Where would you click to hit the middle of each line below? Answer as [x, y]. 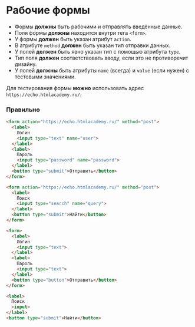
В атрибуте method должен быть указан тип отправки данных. [92, 45]
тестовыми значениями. [45, 77]
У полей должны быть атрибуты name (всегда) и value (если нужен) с [102, 70]
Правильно [23, 110]
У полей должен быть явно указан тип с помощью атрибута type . [97, 51]
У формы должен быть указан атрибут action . [73, 39]
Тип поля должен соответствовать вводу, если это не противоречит [101, 58]
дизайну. [26, 64]
